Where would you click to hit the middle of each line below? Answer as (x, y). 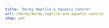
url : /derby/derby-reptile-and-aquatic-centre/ (55, 14)
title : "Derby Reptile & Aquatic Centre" (48, 9)
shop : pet (15, 18)
